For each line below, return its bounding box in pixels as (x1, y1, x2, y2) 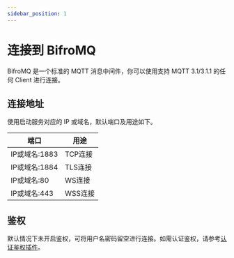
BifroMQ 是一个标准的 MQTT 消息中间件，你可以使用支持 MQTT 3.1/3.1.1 (7, 67, 212, 75)
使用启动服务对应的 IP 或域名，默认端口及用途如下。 (7, 118, 157, 126)
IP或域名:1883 (10, 149, 58, 159)
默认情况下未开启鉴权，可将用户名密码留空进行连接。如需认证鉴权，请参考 (7, 234, 221, 243)
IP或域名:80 (10, 176, 49, 185)
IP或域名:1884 (10, 162, 58, 172)
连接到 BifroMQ (7, 43, 96, 58)
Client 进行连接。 (15, 75, 64, 84)
